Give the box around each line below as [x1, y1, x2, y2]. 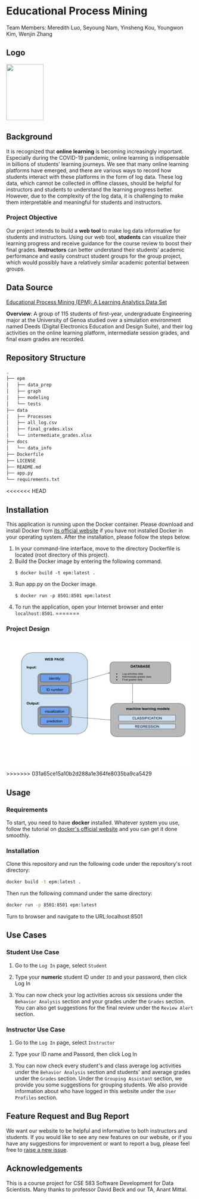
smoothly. [6, 832, 31, 839]
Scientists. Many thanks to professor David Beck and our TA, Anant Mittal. [6, 1186, 188, 1193]
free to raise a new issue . [6, 1146, 69, 1153]
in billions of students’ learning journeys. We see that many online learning [6, 160, 189, 168]
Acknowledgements [6, 1164, 83, 1174]
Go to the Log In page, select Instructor [14, 1039, 115, 1046]
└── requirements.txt [6, 477, 60, 483]
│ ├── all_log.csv [6, 420, 58, 426]
